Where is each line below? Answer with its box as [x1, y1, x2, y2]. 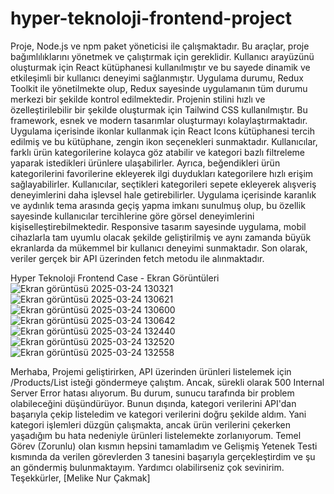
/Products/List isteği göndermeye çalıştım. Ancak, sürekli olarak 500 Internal [10, 376, 325, 388]
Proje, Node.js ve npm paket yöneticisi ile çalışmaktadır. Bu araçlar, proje [10, 40, 310, 52]
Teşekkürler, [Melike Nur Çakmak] [10, 472, 151, 484]
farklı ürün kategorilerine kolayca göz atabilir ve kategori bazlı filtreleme [10, 146, 306, 158]
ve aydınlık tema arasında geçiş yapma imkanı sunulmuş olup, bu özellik [10, 199, 306, 211]
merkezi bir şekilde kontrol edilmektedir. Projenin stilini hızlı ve [10, 93, 266, 105]
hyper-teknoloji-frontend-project [10, 7, 292, 30]
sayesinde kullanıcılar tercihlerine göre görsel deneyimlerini [10, 210, 255, 222]
